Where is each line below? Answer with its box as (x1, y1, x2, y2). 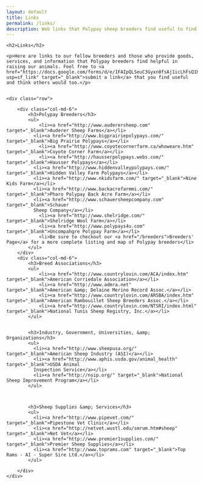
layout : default (6, 9, 47, 15)
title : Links (6, 15, 39, 21)
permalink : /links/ (6, 20, 56, 26)
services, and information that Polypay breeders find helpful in (6, 58, 178, 64)
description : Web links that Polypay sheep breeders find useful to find (6, 26, 197, 32)
